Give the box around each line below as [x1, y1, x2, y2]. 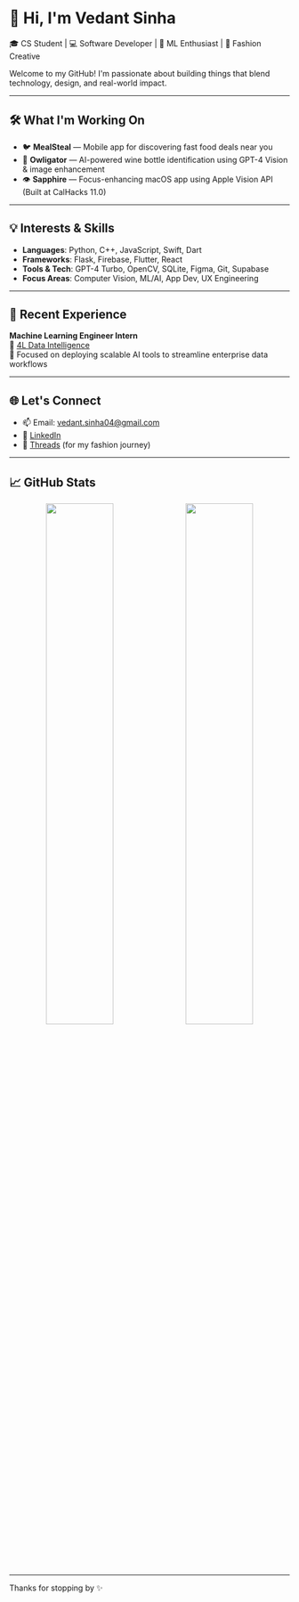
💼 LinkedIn [21, 430, 61, 441]
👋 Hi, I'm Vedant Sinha [9, 8, 176, 28]
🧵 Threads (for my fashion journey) [21, 440, 151, 451]
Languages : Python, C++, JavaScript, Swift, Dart [21, 244, 202, 255]
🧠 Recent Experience [9, 306, 127, 321]
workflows [9, 359, 48, 370]
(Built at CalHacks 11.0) [21, 186, 107, 197]
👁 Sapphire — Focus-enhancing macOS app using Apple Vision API [21, 174, 273, 184]
